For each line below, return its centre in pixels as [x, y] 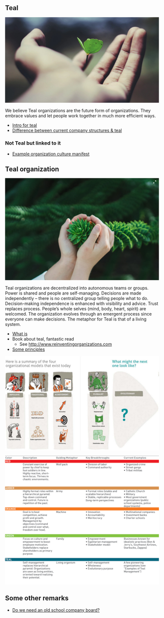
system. [13, 324]
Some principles [29, 349]
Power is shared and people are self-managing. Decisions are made [73, 293]
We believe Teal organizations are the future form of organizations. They [78, 111]
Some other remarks [37, 598]
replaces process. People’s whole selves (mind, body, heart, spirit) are [76, 309]
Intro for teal [25, 125]
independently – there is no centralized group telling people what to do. [77, 298]
